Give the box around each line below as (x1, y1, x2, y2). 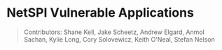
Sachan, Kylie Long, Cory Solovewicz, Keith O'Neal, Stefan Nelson (23, 35, 215, 43)
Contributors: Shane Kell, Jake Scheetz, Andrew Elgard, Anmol (23, 28, 204, 36)
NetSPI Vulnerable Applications (6, 5, 194, 21)
